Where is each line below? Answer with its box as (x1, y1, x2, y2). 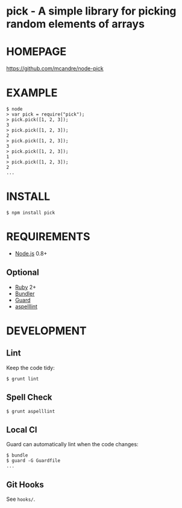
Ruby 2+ (14, 283, 37, 291)
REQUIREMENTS (6, 230, 90, 243)
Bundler (14, 289, 35, 297)
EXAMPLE (6, 86, 58, 100)
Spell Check (6, 392, 52, 403)
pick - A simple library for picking (6, 4, 177, 18)
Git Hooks (6, 480, 44, 490)
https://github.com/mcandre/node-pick (6, 65, 104, 72)
